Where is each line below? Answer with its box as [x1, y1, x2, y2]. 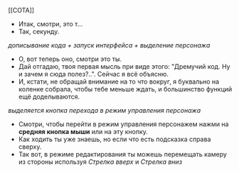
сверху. [18, 143, 42, 151]
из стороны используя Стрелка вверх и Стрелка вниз [18, 157, 183, 166]
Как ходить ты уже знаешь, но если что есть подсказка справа [18, 135, 211, 143]
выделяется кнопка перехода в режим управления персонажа [8, 106, 201, 114]
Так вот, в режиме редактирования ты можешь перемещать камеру [18, 150, 227, 158]
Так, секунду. [18, 28, 60, 35]
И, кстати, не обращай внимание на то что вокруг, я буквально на [18, 77, 220, 86]
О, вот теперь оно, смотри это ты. [18, 55, 122, 63]
